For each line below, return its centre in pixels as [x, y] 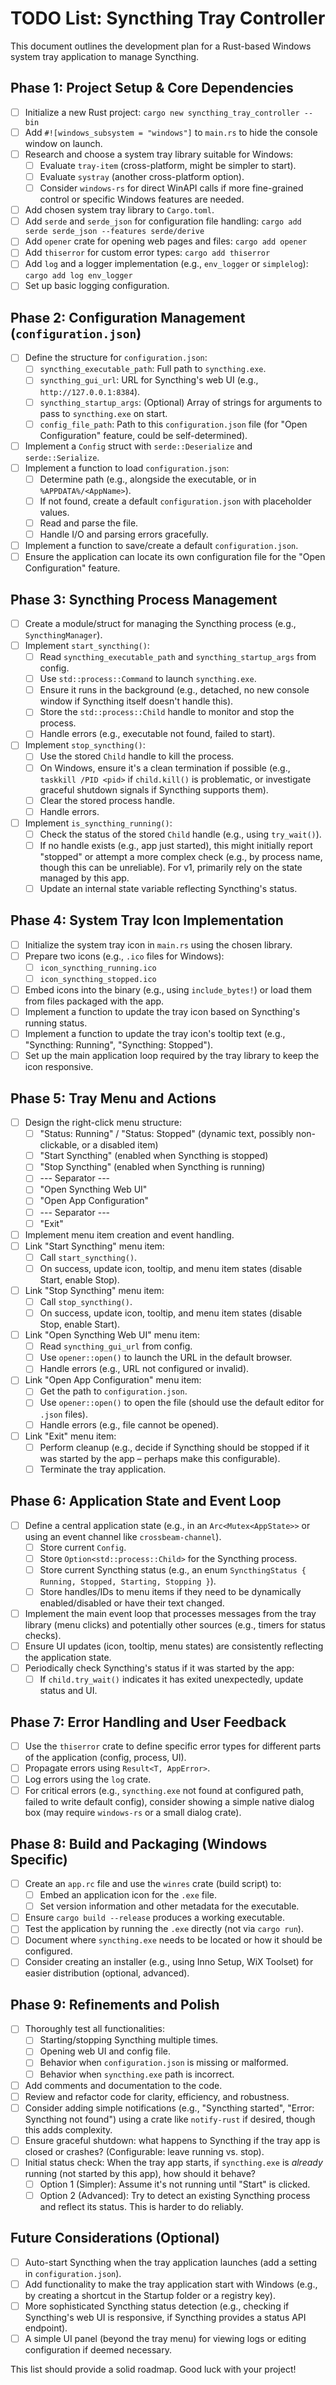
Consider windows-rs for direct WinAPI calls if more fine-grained [171, 188]
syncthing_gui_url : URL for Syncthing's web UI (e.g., [149, 380]
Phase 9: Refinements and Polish [115, 2004]
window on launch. [63, 143]
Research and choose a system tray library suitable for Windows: [159, 154]
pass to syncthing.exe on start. [103, 413]
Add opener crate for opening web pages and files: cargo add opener [166, 241]
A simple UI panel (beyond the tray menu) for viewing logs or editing [165, 2338]
